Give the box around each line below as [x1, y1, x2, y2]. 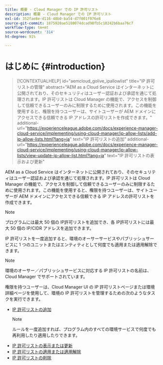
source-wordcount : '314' [5, 30, 55, 35]
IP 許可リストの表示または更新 [12, 343, 73, 348]
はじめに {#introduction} [5, 61, 106, 72]
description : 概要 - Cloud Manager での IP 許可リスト [5, 12, 112, 17]
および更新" [21, 159, 45, 164]
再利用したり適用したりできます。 [12, 332, 80, 338]
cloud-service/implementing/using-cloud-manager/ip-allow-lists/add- [16, 130, 157, 136]
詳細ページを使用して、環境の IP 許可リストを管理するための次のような [5, 290, 147, 296]
